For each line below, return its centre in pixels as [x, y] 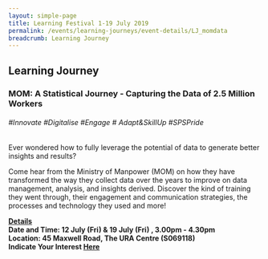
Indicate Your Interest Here [54, 246]
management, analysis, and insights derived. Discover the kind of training [130, 188]
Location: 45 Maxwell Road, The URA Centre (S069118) [102, 238]
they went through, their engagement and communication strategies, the [128, 196]
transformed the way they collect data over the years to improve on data [128, 180]
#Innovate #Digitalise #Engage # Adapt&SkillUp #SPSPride [106, 123]
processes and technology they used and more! [87, 205]
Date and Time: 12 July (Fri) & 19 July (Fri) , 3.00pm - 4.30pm [112, 229]
